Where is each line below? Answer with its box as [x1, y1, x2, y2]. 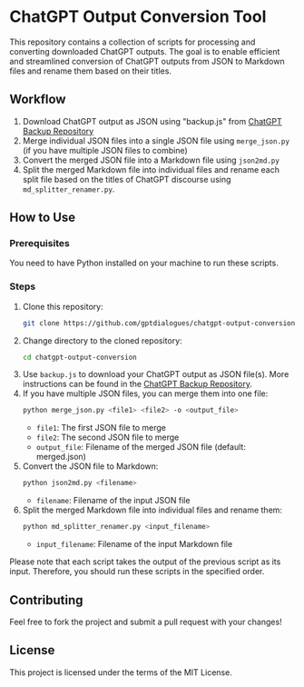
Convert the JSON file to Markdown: [22, 461, 159, 472]
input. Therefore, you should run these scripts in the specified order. [9, 566, 265, 577]
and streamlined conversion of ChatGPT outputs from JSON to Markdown [9, 55, 285, 66]
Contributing [9, 592, 83, 608]
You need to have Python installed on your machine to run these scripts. [9, 257, 279, 269]
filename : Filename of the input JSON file [35, 495, 191, 506]
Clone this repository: [22, 301, 103, 312]
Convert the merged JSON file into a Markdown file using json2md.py [22, 154, 279, 165]
